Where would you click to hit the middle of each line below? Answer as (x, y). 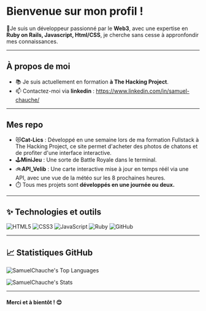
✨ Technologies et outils (54, 212)
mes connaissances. (32, 41)
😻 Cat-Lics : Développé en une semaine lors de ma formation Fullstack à (107, 140)
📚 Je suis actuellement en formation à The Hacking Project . (92, 82)
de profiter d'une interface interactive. (63, 152)
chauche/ (27, 100)
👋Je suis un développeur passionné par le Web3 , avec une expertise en (97, 28)
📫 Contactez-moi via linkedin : (55, 91)
